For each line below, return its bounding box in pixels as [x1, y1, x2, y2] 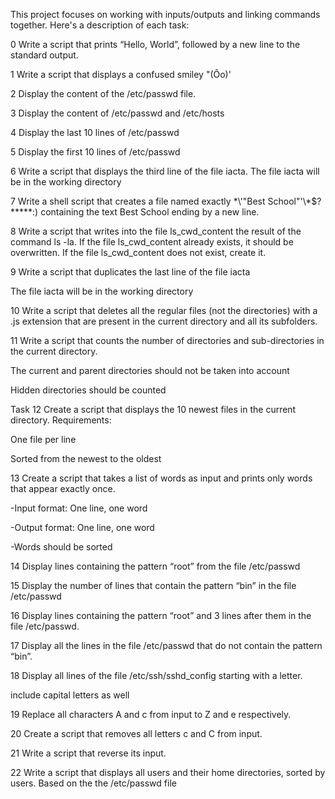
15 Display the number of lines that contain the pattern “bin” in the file [10, 580, 297, 591]
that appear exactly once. [10, 483, 116, 494]
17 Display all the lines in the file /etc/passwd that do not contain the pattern [10, 640, 323, 651]
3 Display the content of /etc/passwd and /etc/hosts [10, 107, 225, 119]
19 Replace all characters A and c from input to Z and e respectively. [10, 709, 292, 720]
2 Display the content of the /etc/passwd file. [10, 88, 197, 99]
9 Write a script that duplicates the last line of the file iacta [10, 266, 251, 278]
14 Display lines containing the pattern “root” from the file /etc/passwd [10, 560, 301, 572]
